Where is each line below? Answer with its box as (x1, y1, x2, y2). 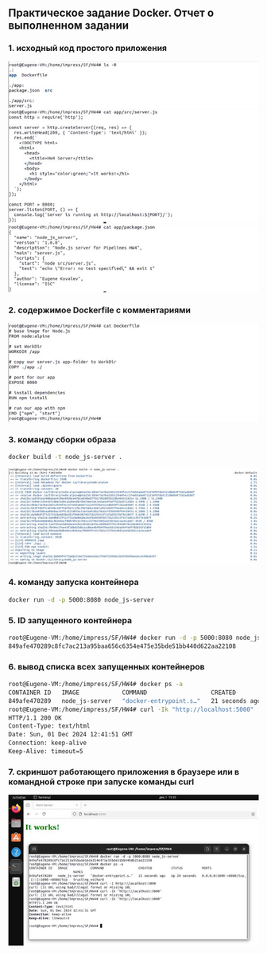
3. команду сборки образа (8, 434, 117, 445)
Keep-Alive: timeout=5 (8, 748, 83, 756)
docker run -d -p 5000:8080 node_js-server (8, 595, 155, 604)
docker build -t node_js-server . (8, 453, 123, 461)
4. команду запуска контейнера (8, 577, 139, 588)
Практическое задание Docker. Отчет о (8, 6, 215, 20)
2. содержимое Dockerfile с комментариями (8, 304, 191, 316)
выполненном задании (8, 19, 130, 33)
